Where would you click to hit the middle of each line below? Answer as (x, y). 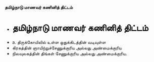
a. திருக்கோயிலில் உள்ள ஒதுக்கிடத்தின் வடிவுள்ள (59, 42)
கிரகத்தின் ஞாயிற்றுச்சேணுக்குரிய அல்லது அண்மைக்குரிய (67, 48)
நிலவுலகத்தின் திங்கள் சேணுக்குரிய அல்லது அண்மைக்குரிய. (69, 53)
